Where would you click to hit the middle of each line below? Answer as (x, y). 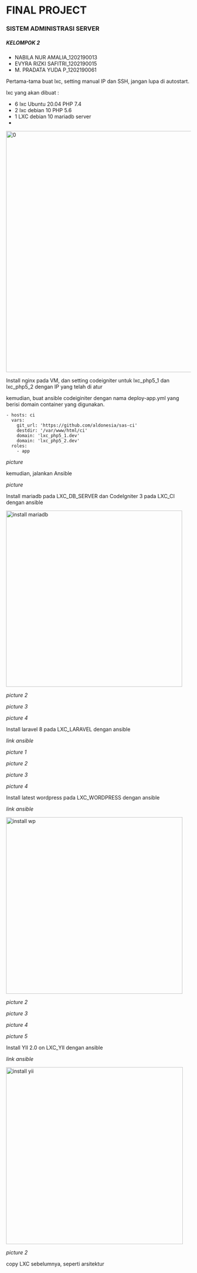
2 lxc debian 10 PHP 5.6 (43, 110)
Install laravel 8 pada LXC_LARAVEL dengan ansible (68, 730)
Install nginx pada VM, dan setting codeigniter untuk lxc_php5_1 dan (88, 381)
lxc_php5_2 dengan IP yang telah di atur (54, 387)
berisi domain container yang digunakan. (55, 404)
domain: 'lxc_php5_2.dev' (48, 441)
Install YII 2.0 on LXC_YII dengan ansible (55, 1048)
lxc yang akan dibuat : (33, 93)
